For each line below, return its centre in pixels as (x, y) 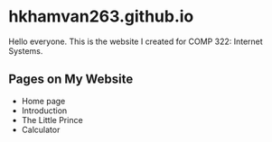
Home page (43, 101)
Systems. (26, 50)
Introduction (44, 111)
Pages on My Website (71, 80)
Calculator (41, 129)
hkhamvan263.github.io (101, 17)
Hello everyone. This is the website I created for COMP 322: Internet (136, 41)
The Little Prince (52, 120)
